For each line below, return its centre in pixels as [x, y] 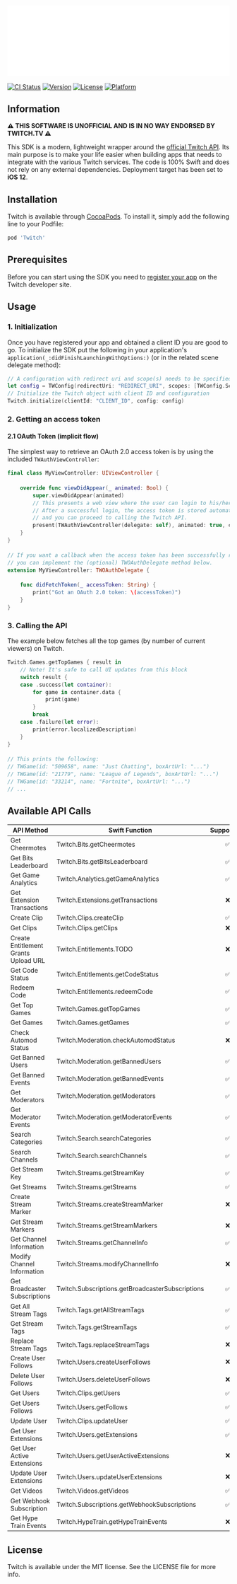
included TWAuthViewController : [53, 459]
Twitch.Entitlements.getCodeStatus [107, 974]
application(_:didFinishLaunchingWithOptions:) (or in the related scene [113, 357]
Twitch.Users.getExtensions [97, 1435]
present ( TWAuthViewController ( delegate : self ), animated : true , [129, 526]
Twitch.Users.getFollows [92, 1407]
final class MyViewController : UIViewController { [83, 473]
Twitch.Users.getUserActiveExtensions [113, 1455]
